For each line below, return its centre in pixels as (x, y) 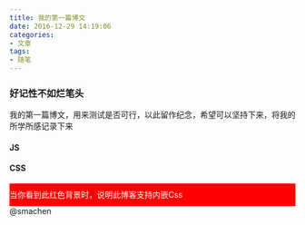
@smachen (30, 211)
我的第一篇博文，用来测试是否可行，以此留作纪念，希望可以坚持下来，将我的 (152, 115)
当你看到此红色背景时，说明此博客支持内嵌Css (96, 195)
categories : (32, 34)
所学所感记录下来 (41, 126)
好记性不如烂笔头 (47, 93)
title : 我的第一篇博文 (48, 18)
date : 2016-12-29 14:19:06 (60, 26)
